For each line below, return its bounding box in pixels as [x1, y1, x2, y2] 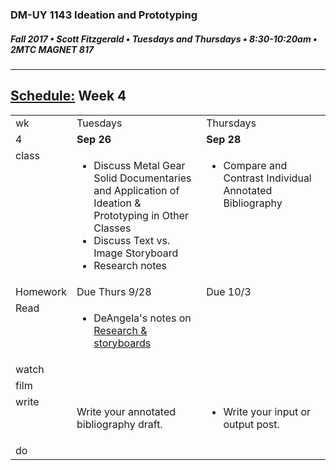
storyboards [93, 336, 152, 350]
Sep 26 [76, 132, 112, 146]
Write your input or [223, 404, 312, 418]
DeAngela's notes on [93, 311, 192, 325]
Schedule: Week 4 [10, 88, 127, 105]
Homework [15, 284, 67, 298]
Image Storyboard [93, 246, 179, 260]
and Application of [93, 183, 180, 197]
